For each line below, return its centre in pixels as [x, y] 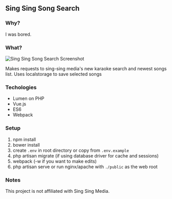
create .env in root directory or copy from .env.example [71, 150]
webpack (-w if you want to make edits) [55, 161]
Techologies [21, 87]
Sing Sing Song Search [42, 8]
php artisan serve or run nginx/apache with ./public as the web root [85, 167]
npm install [24, 139]
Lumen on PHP [28, 98]
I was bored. [18, 34]
